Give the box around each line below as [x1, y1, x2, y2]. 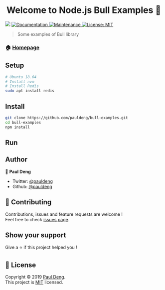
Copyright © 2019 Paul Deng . [5, 274, 66, 280]
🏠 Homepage [5, 44, 40, 51]
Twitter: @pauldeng [12, 178, 53, 184]
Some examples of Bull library [17, 31, 79, 37]
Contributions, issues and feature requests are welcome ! [5, 211, 123, 217]
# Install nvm [5, 79, 35, 84]
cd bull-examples [5, 120, 41, 125]
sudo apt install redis [5, 88, 55, 94]
